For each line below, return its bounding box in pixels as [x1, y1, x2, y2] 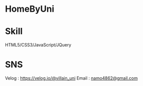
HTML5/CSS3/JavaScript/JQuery [5, 42, 71, 48]
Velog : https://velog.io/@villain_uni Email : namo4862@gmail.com [5, 75, 138, 81]
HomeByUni [5, 3, 54, 15]
